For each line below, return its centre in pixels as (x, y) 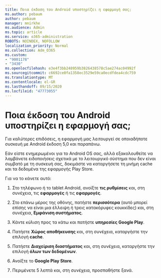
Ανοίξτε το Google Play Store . (42, 261)
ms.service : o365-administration (39, 37)
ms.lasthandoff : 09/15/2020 (34, 86)
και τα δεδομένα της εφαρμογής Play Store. (49, 169)
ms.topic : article (24, 32)
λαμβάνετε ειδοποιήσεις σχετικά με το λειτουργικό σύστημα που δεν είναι (80, 159)
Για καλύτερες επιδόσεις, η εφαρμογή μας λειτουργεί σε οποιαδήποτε (76, 139)
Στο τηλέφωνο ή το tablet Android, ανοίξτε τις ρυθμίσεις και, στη (78, 188)
